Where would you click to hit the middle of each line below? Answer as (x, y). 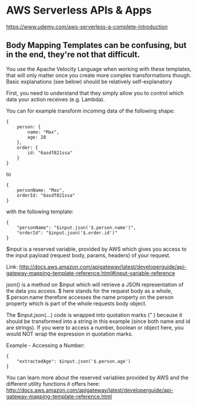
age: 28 (37, 137)
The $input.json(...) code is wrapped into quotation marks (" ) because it (94, 315)
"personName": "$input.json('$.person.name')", (76, 228)
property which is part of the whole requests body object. (76, 303)
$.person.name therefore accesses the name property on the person (90, 297)
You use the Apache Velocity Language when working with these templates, (99, 69)
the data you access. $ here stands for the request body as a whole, (89, 290)
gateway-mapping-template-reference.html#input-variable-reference (91, 273)
